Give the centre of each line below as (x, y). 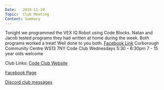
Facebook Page (21, 73)
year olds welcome (24, 54)
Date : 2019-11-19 (25, 10)
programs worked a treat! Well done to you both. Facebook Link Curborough (82, 43)
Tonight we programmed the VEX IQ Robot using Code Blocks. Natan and (79, 33)
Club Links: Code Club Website (36, 63)
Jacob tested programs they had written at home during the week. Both (77, 38)
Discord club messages (29, 82)
